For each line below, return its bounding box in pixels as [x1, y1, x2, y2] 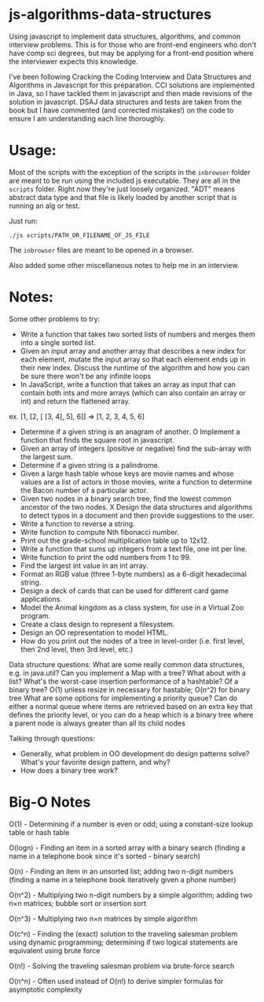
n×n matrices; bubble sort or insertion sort [9, 898, 146, 907]
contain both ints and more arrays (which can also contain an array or [20, 388, 246, 397]
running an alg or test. [9, 201, 81, 210]
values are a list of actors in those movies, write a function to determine [20, 477, 253, 486]
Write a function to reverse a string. [20, 518, 136, 529]
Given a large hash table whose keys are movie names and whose [20, 469, 234, 478]
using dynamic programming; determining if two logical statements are [9, 937, 238, 947]
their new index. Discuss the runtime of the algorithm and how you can [20, 362, 250, 372]
